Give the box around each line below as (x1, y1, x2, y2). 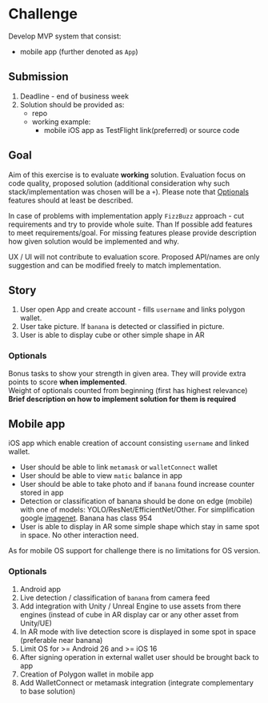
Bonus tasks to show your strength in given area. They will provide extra (8, 368, 246, 378)
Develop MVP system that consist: (8, 31, 122, 41)
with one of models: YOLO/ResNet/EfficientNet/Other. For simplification (19, 505, 255, 515)
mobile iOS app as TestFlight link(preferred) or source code (43, 125, 240, 135)
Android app (19, 584, 62, 593)
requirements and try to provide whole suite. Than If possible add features (8, 219, 254, 229)
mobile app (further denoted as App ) (19, 46, 138, 56)
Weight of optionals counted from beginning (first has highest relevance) (8, 385, 248, 395)
